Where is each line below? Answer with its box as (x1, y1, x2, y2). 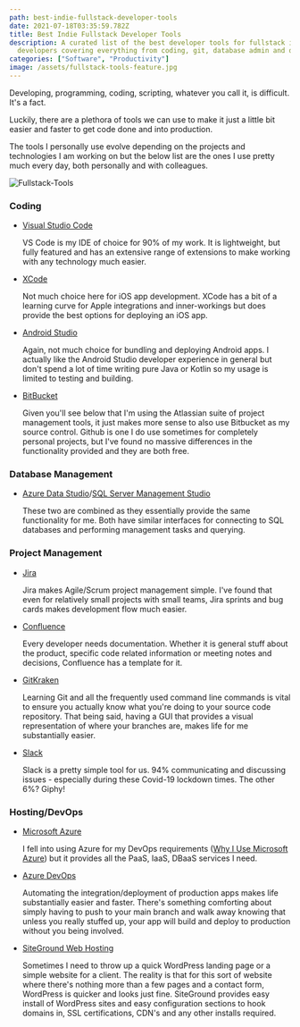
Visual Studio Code (21, 220, 94, 231)
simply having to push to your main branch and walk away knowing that (21, 906, 286, 917)
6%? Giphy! (21, 783, 65, 794)
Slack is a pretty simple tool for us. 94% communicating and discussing (21, 764, 287, 775)
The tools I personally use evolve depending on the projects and (9, 140, 246, 152)
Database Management (9, 468, 113, 481)
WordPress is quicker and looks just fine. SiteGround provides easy (21, 989, 271, 999)
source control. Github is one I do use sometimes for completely (21, 426, 259, 438)
